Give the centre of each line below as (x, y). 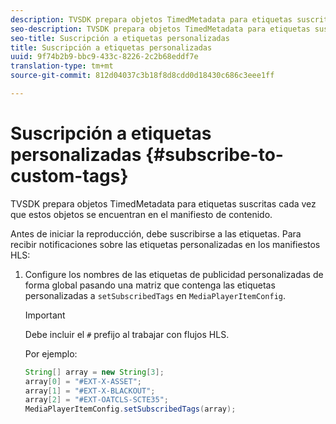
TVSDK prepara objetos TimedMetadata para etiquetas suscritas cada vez (163, 203)
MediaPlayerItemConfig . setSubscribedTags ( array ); (130, 409)
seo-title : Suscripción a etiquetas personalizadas (120, 38)
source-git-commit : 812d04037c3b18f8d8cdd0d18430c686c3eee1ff (142, 76)
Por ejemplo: (51, 353)
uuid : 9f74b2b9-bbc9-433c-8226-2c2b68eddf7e (104, 57)
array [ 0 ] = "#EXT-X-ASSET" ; (83, 381)
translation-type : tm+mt (62, 66)
